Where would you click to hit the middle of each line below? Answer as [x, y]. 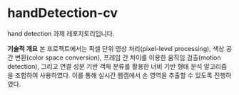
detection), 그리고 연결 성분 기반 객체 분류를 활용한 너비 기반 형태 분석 [105, 66]
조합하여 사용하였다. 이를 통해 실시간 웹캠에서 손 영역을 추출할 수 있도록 [113, 75]
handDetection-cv [63, 13]
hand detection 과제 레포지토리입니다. [61, 33]
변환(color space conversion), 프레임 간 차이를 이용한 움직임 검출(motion [118, 57]
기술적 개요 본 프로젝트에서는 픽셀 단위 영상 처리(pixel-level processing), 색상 [116, 48]
